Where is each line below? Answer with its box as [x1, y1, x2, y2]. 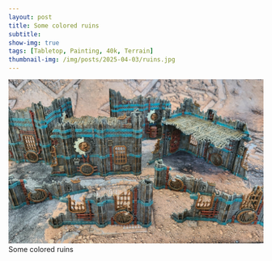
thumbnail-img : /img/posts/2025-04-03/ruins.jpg [8, 56, 176, 64]
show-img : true [8, 39, 60, 47]
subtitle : [8, 30, 42, 38]
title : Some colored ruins [8, 21, 100, 30]
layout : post [8, 13, 53, 21]
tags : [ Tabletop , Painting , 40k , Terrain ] [8, 47, 154, 56]
